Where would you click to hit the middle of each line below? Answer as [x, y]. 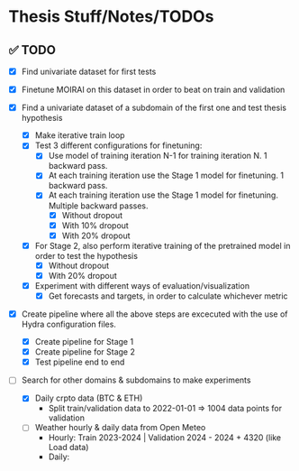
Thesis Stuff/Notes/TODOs [111, 17]
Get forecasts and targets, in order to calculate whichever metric [168, 296]
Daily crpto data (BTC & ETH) [89, 398]
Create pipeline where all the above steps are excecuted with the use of [154, 314]
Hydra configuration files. [68, 324]
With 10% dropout [95, 225]
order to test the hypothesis [86, 255]
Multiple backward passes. [98, 206]
